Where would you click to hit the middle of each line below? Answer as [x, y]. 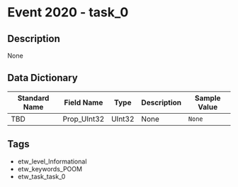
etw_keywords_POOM [50, 169]
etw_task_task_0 [41, 176]
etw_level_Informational [52, 161]
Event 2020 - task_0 [68, 12]
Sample [208, 98]
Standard [33, 98]
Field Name [84, 102]
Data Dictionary [42, 78]
